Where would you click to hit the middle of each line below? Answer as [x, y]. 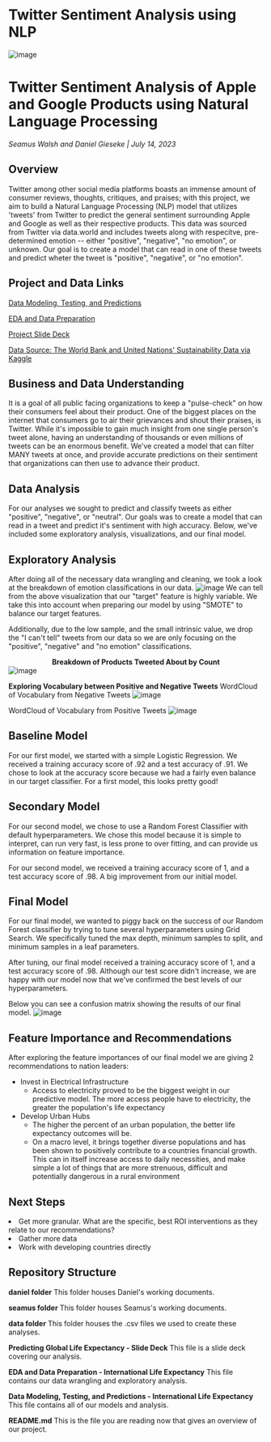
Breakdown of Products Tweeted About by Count [136, 662]
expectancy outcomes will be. [82, 1134]
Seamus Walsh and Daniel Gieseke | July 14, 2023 [92, 144]
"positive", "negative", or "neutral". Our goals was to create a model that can [135, 517]
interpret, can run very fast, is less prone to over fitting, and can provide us [133, 843]
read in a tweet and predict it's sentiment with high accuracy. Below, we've [133, 526]
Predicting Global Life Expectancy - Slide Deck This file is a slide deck [127, 1347]
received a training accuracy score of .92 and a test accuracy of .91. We [128, 764]
